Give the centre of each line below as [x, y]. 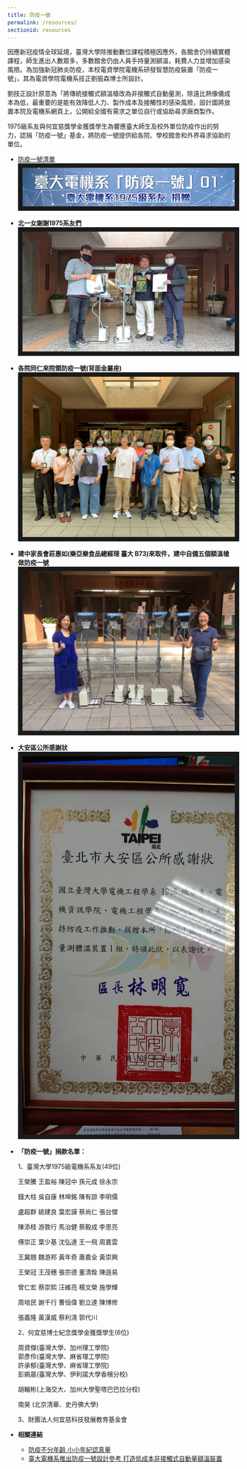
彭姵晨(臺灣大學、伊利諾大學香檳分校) [73, 1374]
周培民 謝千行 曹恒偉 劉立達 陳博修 [68, 1302]
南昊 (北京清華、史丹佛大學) [58, 1404]
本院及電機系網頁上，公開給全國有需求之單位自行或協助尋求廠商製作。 [115, 111]
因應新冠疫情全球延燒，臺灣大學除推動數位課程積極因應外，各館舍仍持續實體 [119, 52]
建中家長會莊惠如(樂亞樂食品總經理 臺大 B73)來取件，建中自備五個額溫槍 [123, 553]
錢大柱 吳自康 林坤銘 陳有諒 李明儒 [68, 1196]
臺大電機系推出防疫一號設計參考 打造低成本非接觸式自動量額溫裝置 [125, 1458]
